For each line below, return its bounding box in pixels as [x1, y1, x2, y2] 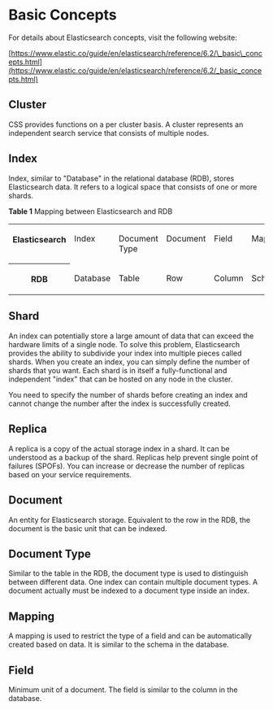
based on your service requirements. [8, 469, 132, 479]
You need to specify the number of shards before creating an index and [8, 390, 248, 399]
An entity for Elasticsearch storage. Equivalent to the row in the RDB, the [8, 515, 250, 525]
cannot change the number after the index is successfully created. [8, 399, 232, 408]
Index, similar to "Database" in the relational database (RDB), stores [8, 173, 235, 183]
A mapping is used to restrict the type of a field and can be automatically [8, 631, 252, 641]
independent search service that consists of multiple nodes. [8, 128, 210, 137]
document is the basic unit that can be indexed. [8, 523, 168, 534]
